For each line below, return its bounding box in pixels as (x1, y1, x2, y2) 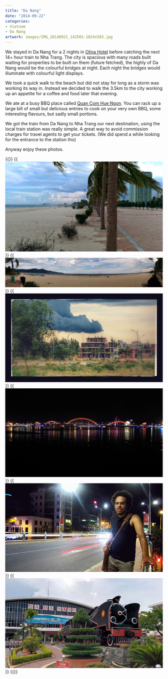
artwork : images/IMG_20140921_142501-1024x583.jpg (5, 35, 113, 40)
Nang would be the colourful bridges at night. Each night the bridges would (5, 65, 160, 71)
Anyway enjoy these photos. (5, 146, 64, 152)
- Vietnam (5, 24, 26, 29)
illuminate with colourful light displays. (5, 70, 84, 76)
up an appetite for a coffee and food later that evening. (5, 91, 118, 96)
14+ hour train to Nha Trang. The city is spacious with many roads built (5, 54, 151, 60)
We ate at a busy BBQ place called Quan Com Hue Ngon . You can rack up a (5, 100, 161, 106)
